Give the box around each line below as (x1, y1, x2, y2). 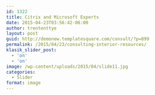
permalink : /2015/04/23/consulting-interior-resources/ (6, 42, 147, 48)
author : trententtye (6, 25, 57, 31)
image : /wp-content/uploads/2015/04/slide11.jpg (6, 63, 128, 70)
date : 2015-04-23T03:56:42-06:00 (6, 19, 89, 25)
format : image (6, 80, 41, 86)
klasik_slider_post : (6, 47, 57, 53)
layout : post (6, 31, 38, 37)
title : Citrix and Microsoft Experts (6, 14, 99, 20)
